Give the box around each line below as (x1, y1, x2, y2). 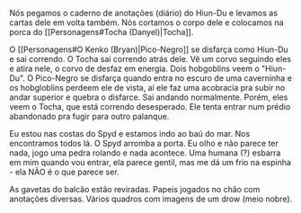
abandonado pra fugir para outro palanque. (9, 111, 170, 121)
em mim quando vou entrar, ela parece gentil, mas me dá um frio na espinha (9, 157, 292, 167)
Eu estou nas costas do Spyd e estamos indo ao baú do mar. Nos (9, 129, 251, 138)
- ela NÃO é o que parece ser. (9, 166, 120, 177)
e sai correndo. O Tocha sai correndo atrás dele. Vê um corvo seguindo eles (9, 54, 292, 64)
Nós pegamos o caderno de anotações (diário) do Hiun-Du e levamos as (9, 8, 279, 18)
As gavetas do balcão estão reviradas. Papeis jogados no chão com (9, 184, 261, 194)
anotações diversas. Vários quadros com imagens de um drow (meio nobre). (9, 193, 293, 204)
